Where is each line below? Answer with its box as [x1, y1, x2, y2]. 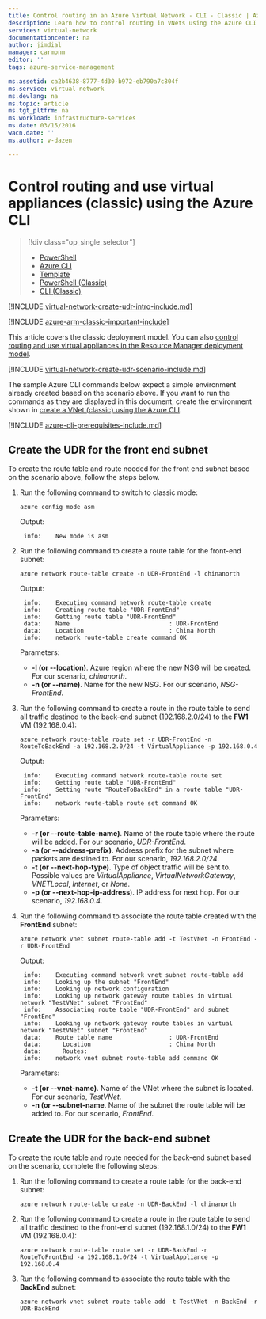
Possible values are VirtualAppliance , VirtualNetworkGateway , [31, 871, 236, 880]
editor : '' [8, 56, 44, 64]
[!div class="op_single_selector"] [27, 237, 136, 246]
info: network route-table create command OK [23, 634, 188, 642]
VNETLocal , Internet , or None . [31, 880, 131, 889]
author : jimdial [8, 41, 62, 49]
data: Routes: [23, 1047, 88, 1055]
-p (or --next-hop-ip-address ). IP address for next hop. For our [31, 888, 240, 897]
